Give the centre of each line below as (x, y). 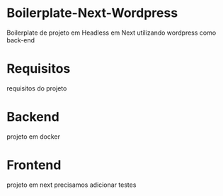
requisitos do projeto (37, 88)
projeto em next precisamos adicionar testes (72, 185)
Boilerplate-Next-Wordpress (92, 13)
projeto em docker (34, 137)
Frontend (34, 165)
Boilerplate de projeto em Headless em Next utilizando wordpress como (111, 33)
